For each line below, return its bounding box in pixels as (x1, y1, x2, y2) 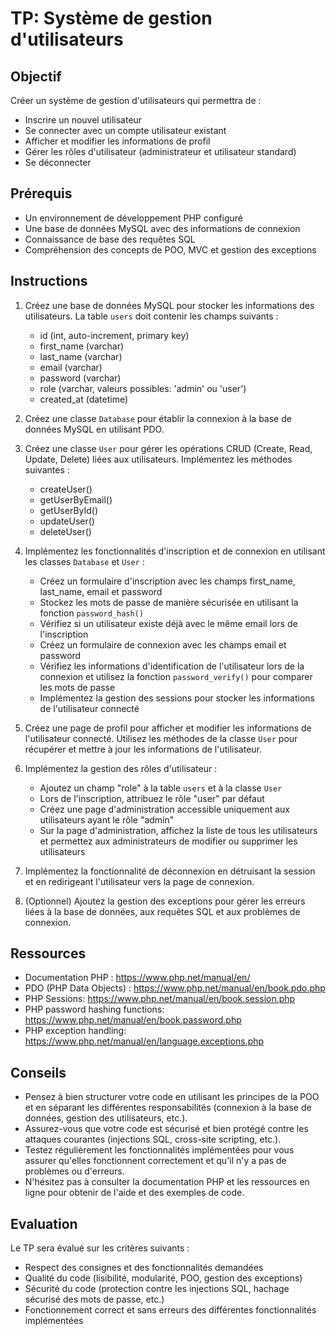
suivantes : (24, 463, 70, 476)
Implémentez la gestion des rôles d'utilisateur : (24, 762, 218, 774)
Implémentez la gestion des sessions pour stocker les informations (39, 692, 315, 704)
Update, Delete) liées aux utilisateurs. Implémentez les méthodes (24, 453, 293, 465)
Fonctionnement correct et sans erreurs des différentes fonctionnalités (24, 1304, 317, 1316)
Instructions (10, 273, 88, 290)
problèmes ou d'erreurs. (24, 1165, 125, 1177)
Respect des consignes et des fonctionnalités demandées (24, 1262, 264, 1274)
